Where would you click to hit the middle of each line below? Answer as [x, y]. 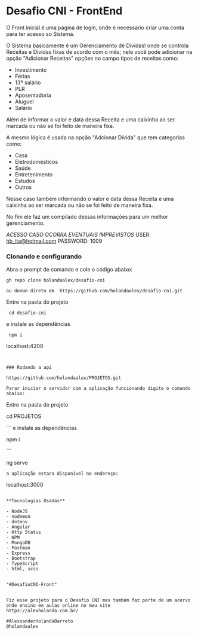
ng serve [17, 463]
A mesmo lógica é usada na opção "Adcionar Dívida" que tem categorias [95, 137]
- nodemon [18, 517]
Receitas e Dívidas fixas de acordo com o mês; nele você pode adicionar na [99, 51]
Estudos [25, 181]
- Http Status [24, 532]
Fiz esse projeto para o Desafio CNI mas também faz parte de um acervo [98, 600]
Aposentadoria [33, 95]
